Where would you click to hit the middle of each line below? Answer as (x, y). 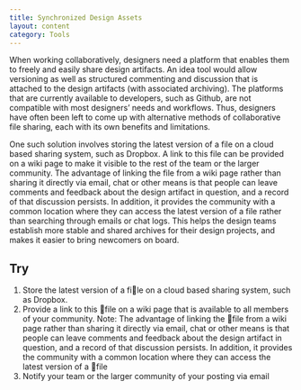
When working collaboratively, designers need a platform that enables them (150, 60)
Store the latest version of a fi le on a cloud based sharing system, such (156, 290)
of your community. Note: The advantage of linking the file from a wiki (155, 319)
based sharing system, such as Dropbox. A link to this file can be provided (147, 154)
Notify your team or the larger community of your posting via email (146, 376)
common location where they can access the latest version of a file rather (146, 212)
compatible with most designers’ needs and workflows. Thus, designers (142, 108)
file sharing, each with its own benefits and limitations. (110, 127)
